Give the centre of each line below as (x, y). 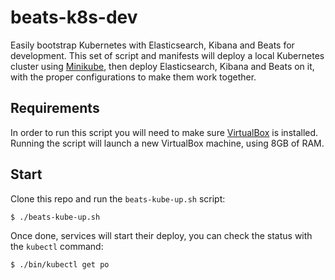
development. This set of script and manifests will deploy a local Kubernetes (167, 55)
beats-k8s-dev (74, 17)
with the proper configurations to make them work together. (133, 77)
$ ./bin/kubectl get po (60, 264)
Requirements (55, 108)
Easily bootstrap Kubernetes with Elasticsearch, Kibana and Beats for (152, 45)
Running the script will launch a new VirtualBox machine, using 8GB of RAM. (167, 143)
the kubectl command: (57, 246)
